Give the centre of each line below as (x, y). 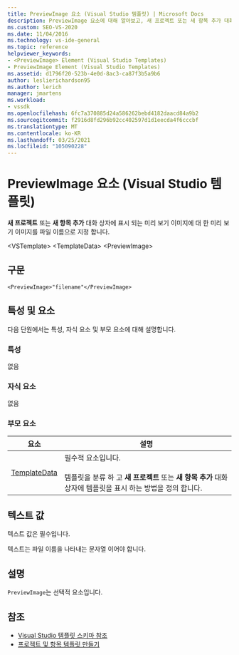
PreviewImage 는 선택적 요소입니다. (55, 592)
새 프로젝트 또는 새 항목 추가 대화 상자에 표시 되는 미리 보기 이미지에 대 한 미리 (115, 223)
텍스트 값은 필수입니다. (39, 534)
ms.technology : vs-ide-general (54, 41)
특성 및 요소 (31, 311)
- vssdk (19, 107)
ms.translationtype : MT (43, 127)
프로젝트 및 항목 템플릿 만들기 (58, 644)
